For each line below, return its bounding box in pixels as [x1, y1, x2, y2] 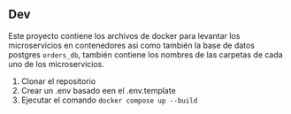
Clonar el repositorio [20, 75, 96, 87]
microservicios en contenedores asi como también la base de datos [8, 40, 256, 50]
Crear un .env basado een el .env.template [20, 85, 176, 95]
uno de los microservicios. [8, 58, 105, 69]
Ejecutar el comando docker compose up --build [20, 95, 198, 105]
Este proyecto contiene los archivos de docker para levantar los [8, 30, 241, 41]
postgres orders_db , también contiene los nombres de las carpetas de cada [8, 49, 284, 60]
